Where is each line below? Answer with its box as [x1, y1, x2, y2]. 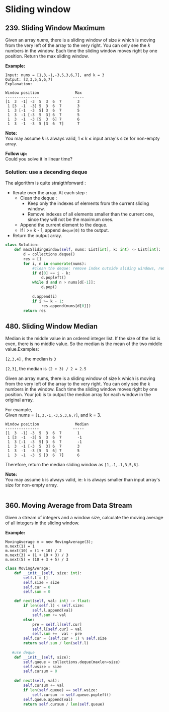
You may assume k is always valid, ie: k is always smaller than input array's [5, 477, 160, 483]
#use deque [12, 650, 35, 655]
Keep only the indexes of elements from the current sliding [27, 200, 149, 206]
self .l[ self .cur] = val [32, 627, 82, 632]
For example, [5, 407, 33, 413]
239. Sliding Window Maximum [5, 24, 105, 32]
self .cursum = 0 [23, 669, 57, 674]
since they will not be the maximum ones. [27, 216, 114, 223]
